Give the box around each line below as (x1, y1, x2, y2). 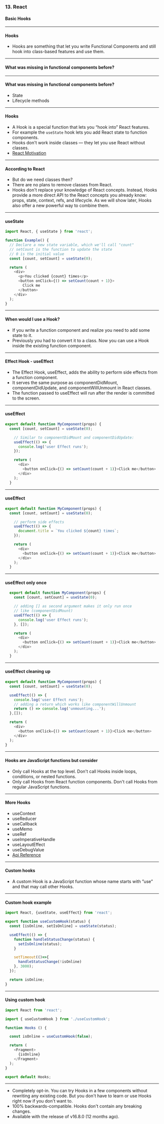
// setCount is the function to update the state (9, 247, 112, 252)
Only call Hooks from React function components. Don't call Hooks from (12, 779, 158, 784)
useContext (12, 810, 36, 816)
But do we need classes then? (12, 177, 73, 182)
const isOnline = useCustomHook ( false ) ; (9, 1034, 93, 1039)
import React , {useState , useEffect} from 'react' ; (5, 910, 112, 915)
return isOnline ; (9, 977, 45, 982)
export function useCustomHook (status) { (5, 919, 91, 924)
